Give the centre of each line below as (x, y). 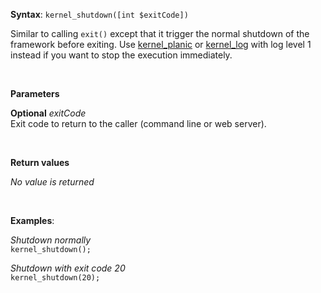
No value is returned (52, 182)
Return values (40, 162)
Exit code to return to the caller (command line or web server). (138, 123)
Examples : (32, 220)
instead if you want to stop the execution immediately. (121, 55)
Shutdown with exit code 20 (68, 268)
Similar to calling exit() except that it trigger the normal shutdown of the (160, 33)
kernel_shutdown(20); (55, 278)
